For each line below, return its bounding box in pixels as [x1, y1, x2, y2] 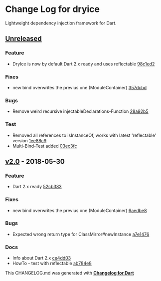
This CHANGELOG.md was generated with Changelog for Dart [5, 270, 134, 276]
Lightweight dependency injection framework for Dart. [5, 20, 117, 26]
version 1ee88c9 [12, 137, 47, 143]
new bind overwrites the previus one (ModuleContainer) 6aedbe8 [12, 207, 147, 213]
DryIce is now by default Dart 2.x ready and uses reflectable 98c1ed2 [12, 61, 155, 67]
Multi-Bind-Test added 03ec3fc [12, 143, 77, 149]
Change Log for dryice [5, 3, 100, 15]
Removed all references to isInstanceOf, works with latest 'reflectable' [12, 132, 157, 138]
